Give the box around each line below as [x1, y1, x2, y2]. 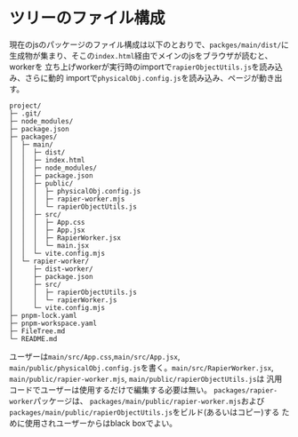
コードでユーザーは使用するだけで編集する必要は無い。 [9, 384, 212, 395]
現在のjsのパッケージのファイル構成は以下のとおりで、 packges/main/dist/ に [9, 39, 289, 50]
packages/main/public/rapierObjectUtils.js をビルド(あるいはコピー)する [9, 406, 280, 417]
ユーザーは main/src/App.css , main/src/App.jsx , [9, 351, 181, 362]
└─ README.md [9, 334, 58, 343]
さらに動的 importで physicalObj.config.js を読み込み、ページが [24, 72, 260, 83]
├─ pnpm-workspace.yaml [9, 319, 98, 328]
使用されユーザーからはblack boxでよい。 [24, 417, 178, 428]
